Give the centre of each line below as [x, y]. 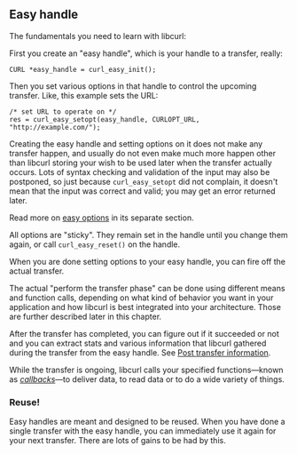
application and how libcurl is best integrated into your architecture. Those [145, 307]
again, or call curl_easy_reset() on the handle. [95, 244]
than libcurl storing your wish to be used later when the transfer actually [141, 163]
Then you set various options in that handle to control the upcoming [133, 86]
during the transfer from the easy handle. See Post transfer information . [140, 352]
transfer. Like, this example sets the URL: [84, 95]
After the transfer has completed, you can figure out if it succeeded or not [144, 333]
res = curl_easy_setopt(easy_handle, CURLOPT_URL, [105, 119]
